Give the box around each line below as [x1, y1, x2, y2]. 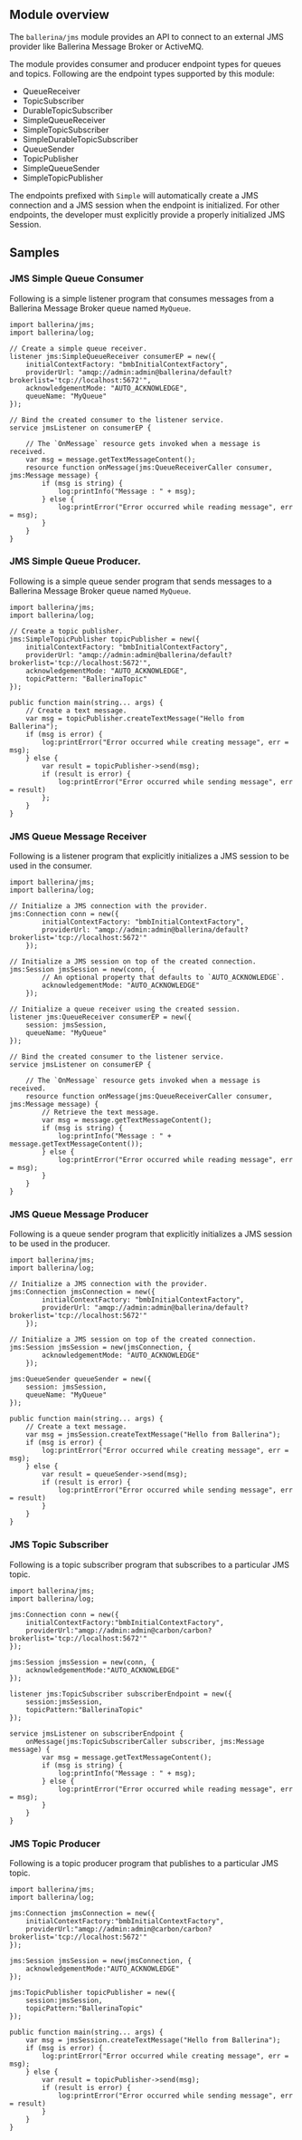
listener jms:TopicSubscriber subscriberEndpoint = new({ [9, 1690, 232, 1699]
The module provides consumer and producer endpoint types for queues [9, 58, 282, 69]
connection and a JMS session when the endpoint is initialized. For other [9, 199, 280, 210]
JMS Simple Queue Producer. [9, 555, 142, 567]
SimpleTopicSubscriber [22, 124, 109, 135]
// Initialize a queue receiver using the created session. [9, 1005, 241, 1014]
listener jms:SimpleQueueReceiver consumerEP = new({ [9, 352, 217, 361]
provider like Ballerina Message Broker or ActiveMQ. [9, 41, 204, 52]
